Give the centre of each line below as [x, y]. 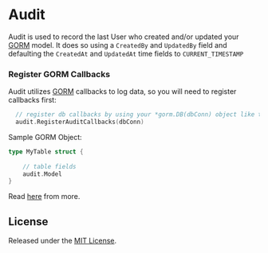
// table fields [50, 166]
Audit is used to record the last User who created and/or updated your [124, 37]
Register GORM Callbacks [59, 74]
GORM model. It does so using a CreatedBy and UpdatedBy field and [118, 45]
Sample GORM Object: [45, 137]
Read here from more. [44, 197]
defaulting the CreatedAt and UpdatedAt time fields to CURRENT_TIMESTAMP [126, 53]
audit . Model [42, 174]
